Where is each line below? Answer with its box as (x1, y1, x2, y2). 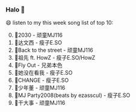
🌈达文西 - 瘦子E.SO (14, 39, 63, 46)
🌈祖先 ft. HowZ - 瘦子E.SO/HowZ (14, 54, 96, 61)
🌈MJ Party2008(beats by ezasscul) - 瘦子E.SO (14, 92, 131, 99)
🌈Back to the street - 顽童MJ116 (14, 46, 94, 54)
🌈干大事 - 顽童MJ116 (14, 99, 66, 107)
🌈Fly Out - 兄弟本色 (14, 61, 63, 69)
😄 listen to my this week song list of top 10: (5, 19, 114, 26)
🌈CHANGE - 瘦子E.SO (14, 76, 69, 84)
